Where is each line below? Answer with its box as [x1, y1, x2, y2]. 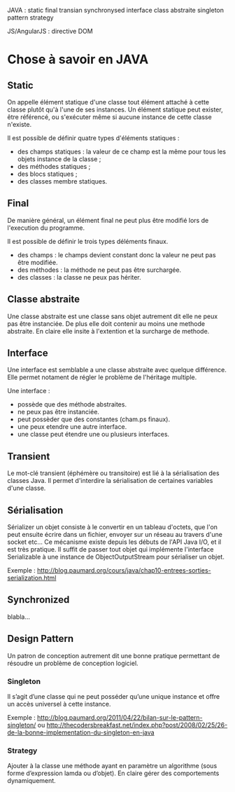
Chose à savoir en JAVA [7, 52, 149, 67]
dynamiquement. [7, 777, 56, 785]
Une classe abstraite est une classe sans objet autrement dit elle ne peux [7, 312, 218, 320]
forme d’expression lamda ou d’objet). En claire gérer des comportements [7, 769, 220, 777]
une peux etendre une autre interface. [17, 423, 127, 431]
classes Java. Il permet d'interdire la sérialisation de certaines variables [7, 477, 213, 485]
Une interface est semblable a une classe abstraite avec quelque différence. [7, 366, 227, 374]
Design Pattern [7, 633, 74, 645]
